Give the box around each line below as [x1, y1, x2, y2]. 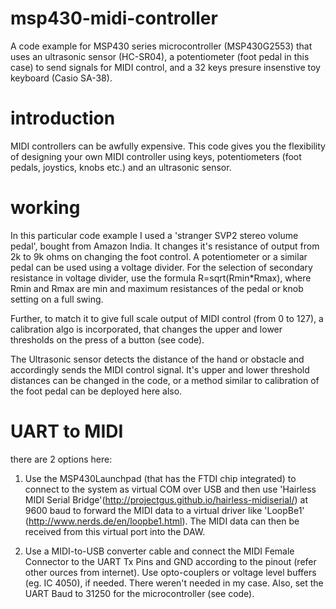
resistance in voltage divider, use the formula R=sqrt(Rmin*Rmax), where [10, 272, 312, 284]
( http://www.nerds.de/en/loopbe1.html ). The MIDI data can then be [24, 515, 300, 527]
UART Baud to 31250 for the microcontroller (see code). [24, 587, 255, 599]
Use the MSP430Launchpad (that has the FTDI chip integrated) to [24, 472, 297, 484]
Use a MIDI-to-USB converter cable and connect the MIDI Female [24, 545, 295, 557]
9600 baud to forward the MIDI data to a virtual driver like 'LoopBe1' [24, 504, 305, 516]
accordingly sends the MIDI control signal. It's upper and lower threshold [10, 363, 310, 376]
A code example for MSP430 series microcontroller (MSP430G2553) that [10, 40, 313, 52]
